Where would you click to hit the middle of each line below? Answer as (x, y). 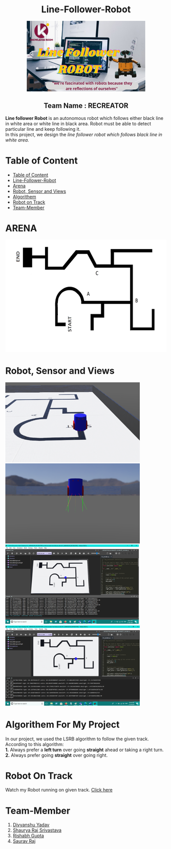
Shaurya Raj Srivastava (37, 830)
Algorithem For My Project (62, 724)
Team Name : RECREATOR (86, 106)
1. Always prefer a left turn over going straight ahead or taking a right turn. (84, 750)
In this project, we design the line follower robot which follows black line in (84, 134)
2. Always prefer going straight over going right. (57, 755)
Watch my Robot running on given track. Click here (59, 790)
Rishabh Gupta (28, 836)
